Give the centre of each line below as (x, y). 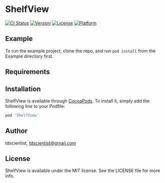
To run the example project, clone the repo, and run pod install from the (80, 50)
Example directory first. (29, 56)
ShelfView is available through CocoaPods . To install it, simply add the (77, 100)
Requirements (27, 72)
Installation (23, 89)
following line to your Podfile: (35, 106)
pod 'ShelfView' (22, 115)
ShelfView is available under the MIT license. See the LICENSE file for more (83, 170)
